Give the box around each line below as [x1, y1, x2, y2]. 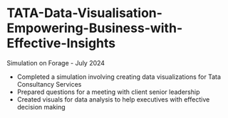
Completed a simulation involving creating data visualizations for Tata [16, 73, 222, 81]
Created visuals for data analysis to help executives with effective [16, 95, 210, 104]
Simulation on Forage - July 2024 [6, 58, 105, 67]
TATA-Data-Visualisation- [6, 5, 163, 21]
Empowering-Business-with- [6, 20, 183, 36]
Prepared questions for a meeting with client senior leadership [16, 87, 200, 96]
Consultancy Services [16, 80, 82, 88]
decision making [16, 102, 66, 111]
